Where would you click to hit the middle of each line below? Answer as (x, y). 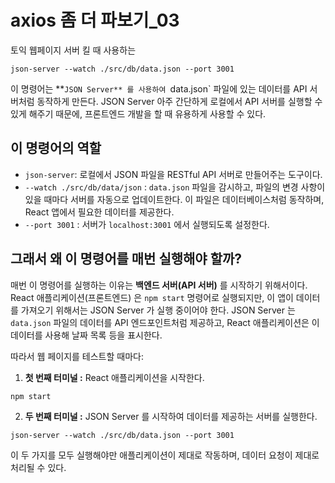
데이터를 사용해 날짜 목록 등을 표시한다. (86, 335)
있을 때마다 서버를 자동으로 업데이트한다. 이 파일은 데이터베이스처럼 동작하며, (174, 199)
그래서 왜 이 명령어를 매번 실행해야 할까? (126, 259)
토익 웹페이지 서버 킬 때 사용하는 (73, 50)
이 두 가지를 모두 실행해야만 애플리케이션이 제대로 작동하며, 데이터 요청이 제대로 (165, 455)
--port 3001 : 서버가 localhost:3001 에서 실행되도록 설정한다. (147, 224)
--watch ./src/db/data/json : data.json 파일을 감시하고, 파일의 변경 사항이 (175, 187)
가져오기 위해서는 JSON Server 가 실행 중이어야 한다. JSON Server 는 (158, 310)
